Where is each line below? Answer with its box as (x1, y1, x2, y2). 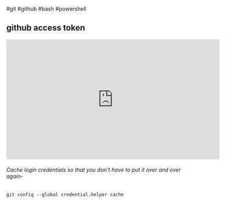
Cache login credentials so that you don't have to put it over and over (6, 166, 182, 174)
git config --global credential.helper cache (6, 192, 124, 198)
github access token (6, 23, 85, 33)
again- (6, 173, 23, 180)
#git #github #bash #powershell (6, 5, 87, 12)
